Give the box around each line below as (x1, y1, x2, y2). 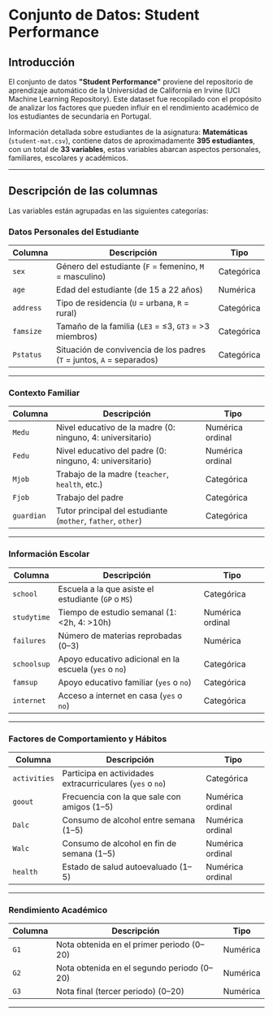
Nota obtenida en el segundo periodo (55, 962, 199, 974)
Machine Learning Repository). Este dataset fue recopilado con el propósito (8, 94, 262, 103)
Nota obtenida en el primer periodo (55, 939, 190, 950)
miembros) (55, 331, 97, 342)
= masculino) (55, 271, 106, 282)
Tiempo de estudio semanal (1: (58, 606, 177, 618)
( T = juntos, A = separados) (55, 354, 158, 366)
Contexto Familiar (8, 388, 80, 399)
